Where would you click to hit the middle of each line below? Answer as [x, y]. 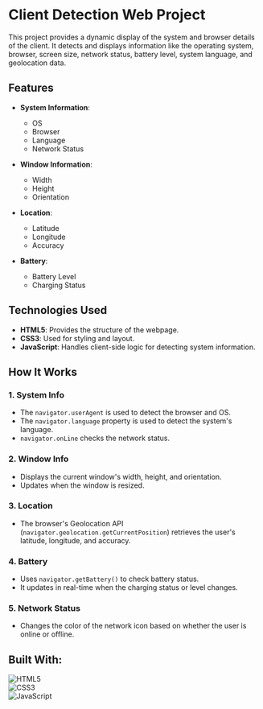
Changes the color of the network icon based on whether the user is [133, 626]
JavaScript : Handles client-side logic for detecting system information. [138, 347]
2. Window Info [39, 459]
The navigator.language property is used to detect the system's [126, 421]
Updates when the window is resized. [82, 485]
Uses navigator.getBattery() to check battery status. [109, 579]
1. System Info [36, 394]
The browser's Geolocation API [72, 523]
